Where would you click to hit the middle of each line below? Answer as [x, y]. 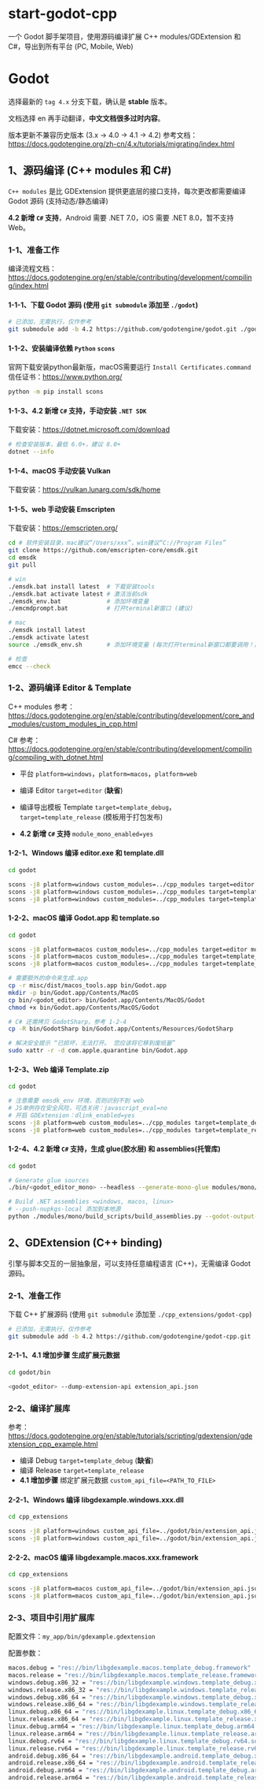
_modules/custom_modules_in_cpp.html [73, 724]
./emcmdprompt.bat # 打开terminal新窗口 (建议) [101, 609]
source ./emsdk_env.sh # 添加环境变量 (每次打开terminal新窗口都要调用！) [133, 644]
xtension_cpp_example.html [53, 1444]
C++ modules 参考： [42, 707]
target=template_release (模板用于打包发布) [91, 817]
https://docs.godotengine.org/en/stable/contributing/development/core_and [132, 715]
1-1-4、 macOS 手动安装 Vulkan [60, 470]
